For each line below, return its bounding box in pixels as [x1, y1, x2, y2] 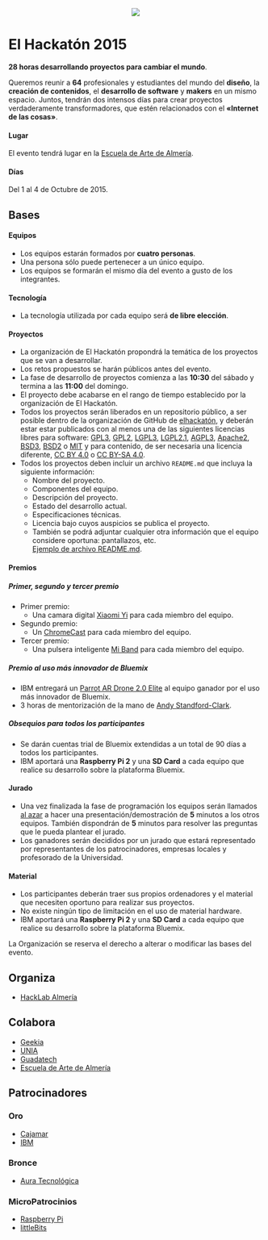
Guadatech [19, 1054, 57, 1064]
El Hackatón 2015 [8, 35, 128, 54]
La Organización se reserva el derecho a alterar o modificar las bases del [8, 939, 252, 949]
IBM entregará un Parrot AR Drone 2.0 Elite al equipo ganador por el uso [19, 683, 260, 693]
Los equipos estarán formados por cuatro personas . [19, 248, 196, 258]
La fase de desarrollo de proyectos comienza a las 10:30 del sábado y [19, 373, 254, 382]
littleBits [19, 1223, 47, 1233]
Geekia [19, 1037, 44, 1046]
